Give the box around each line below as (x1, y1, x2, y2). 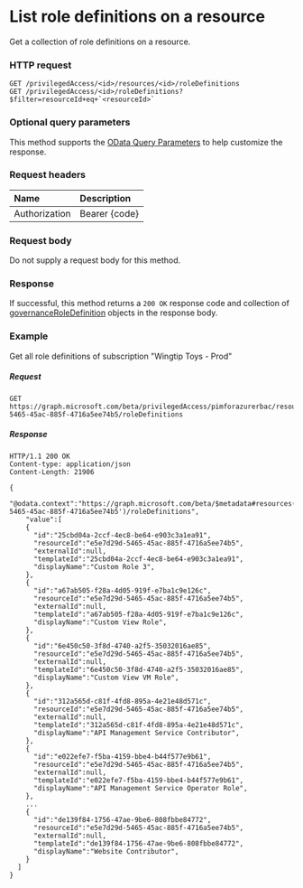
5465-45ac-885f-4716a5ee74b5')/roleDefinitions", (9, 507, 200, 516)
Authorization (14, 207, 71, 220)
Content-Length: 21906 (9, 467, 95, 476)
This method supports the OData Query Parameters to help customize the (9, 136, 283, 147)
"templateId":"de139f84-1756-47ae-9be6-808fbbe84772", (32, 838, 244, 848)
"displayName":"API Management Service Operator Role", (32, 783, 248, 792)
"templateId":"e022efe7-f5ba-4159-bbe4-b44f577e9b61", (32, 775, 244, 785)
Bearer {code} (79, 207, 140, 220)
